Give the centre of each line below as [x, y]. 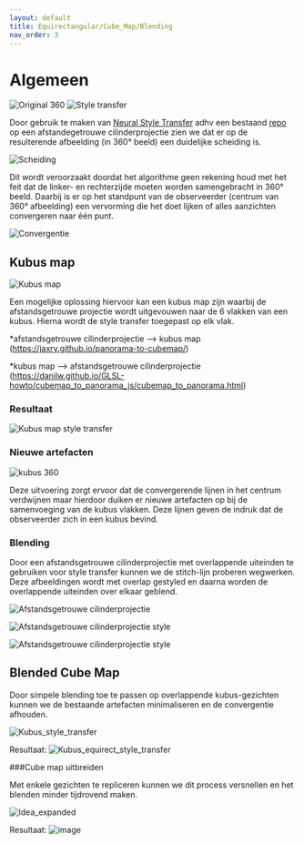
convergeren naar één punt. [61, 216]
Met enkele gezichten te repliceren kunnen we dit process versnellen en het [152, 785]
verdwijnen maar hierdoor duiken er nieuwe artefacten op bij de [129, 499]
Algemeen [49, 80]
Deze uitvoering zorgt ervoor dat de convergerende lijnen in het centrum [146, 490]
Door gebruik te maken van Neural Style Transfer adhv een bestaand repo [148, 123]
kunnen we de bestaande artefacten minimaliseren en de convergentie [142, 704]
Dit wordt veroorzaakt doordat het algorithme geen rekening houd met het [148, 178]
